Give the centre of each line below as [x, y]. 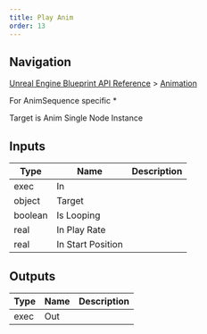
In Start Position [90, 245]
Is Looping [79, 215]
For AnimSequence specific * [63, 101]
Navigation [40, 62]
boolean [31, 215]
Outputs [33, 276]
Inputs [28, 146]
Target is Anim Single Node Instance [76, 118]
